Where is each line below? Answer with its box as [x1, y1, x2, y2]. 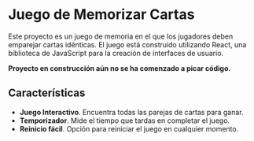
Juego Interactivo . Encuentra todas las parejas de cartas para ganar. [19, 107, 244, 117]
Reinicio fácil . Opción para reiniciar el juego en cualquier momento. [19, 124, 239, 133]
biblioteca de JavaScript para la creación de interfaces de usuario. [8, 48, 224, 58]
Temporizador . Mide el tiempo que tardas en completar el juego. [19, 116, 230, 125]
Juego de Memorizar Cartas [8, 6, 195, 24]
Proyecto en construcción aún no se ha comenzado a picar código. [8, 63, 231, 72]
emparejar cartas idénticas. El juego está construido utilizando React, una [8, 39, 247, 49]
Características [8, 87, 86, 100]
